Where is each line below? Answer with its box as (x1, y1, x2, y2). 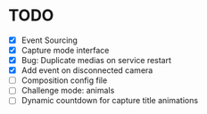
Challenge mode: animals (21, 85, 115, 96)
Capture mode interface (21, 45, 110, 55)
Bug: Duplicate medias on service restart (21, 55, 171, 66)
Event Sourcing (21, 35, 78, 45)
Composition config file (21, 75, 108, 85)
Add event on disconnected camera (21, 65, 153, 76)
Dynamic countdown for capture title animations (21, 95, 198, 106)
